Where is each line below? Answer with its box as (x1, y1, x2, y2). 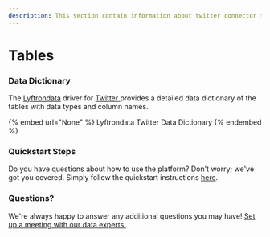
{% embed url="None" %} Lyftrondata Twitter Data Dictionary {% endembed (8, 117, 262, 127)
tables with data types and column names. (8, 102, 149, 112)
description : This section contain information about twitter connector (8, 11, 257, 20)
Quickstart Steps (8, 146, 76, 157)
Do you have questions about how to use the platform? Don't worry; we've (8, 164, 255, 174)
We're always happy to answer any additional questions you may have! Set (8, 210, 256, 221)
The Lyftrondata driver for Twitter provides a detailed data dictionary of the (8, 93, 257, 103)
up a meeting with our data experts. (8, 219, 126, 229)
